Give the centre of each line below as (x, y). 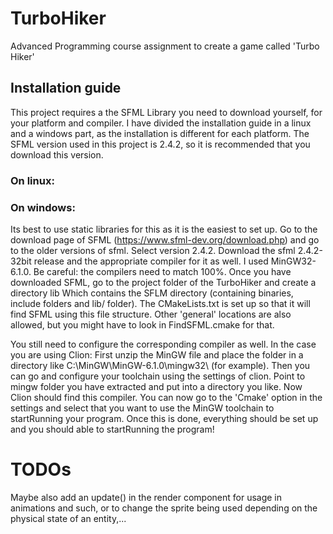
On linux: (32, 180)
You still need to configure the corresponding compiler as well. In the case (163, 344)
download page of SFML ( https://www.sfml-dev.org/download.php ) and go (165, 239)
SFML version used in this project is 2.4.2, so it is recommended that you (160, 144)
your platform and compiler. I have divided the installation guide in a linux (161, 123)
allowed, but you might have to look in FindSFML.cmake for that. (142, 324)
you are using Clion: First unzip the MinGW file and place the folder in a (157, 354)
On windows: (43, 207)
